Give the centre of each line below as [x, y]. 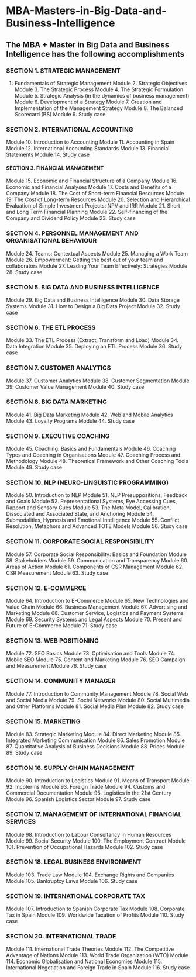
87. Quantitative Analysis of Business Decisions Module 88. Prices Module [95, 746]
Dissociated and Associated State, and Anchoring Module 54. [80, 514]
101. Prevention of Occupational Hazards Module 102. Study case [85, 847]
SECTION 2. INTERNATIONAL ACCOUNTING [70, 129]
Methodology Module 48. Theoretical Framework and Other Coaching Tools [97, 461]
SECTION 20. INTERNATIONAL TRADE [61, 937]
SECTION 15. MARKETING [43, 721]
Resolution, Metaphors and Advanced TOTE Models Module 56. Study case [97, 526]
